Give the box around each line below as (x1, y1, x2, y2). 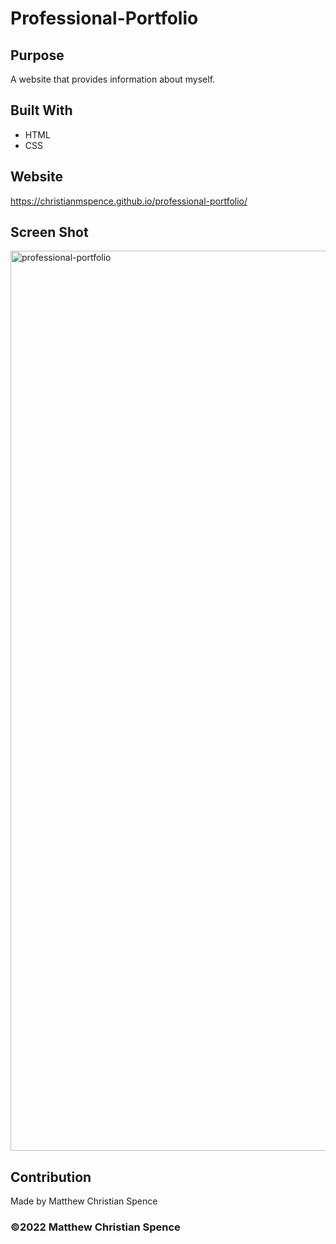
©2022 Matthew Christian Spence (10, 1220, 181, 1234)
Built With (10, 102, 73, 119)
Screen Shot (10, 224, 89, 241)
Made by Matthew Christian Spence (10, 1195, 158, 1207)
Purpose (10, 47, 65, 64)
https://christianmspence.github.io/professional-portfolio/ (10, 195, 248, 207)
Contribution (10, 1168, 92, 1186)
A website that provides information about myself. (10, 73, 216, 85)
